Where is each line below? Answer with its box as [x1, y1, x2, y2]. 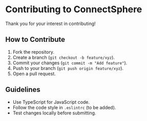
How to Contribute [5, 35, 66, 44]
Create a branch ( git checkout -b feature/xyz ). [12, 54, 115, 60]
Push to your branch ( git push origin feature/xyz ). [12, 65, 124, 71]
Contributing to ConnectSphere [5, 4, 142, 15]
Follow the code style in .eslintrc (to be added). [12, 104, 116, 110]
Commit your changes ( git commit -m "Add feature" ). [12, 60, 128, 66]
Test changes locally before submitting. [12, 110, 96, 116]
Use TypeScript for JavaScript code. [12, 99, 90, 105]
